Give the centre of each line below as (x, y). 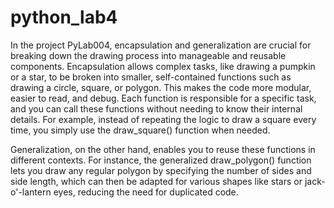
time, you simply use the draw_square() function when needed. (140, 130)
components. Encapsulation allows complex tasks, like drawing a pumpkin (163, 66)
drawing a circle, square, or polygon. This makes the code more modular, (161, 87)
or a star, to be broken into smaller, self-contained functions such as (151, 77)
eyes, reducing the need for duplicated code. (146, 192)
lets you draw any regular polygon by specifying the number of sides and (161, 170)
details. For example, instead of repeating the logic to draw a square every (163, 119)
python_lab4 (64, 17)
